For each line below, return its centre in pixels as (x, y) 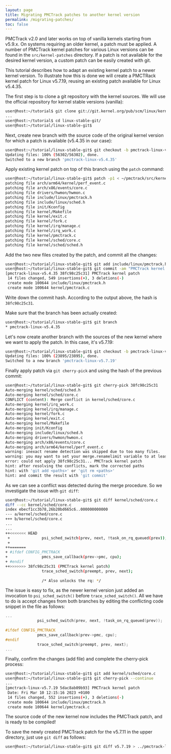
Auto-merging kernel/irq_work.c (39, 404)
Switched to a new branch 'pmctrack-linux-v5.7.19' (61, 361)
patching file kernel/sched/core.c (43, 240)
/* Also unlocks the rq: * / (71, 581)
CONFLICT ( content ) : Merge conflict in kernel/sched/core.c (70, 399)
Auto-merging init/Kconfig (34, 428)
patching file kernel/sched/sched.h (44, 245)
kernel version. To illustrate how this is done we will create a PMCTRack (81, 76)
